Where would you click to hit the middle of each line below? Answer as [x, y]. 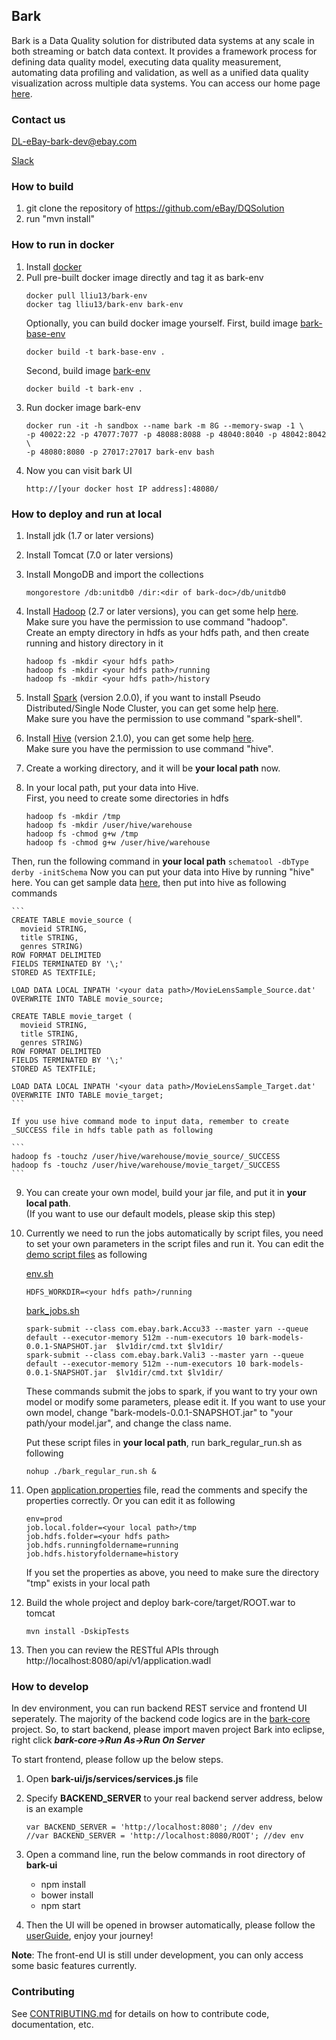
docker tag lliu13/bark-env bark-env [104, 304]
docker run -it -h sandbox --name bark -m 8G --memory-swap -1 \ [164, 425]
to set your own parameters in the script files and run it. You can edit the [174, 1243]
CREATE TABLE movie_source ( [72, 920]
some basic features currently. [74, 1966]
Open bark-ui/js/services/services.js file [112, 1779]
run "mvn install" [60, 219]
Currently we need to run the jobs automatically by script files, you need [174, 1233]
